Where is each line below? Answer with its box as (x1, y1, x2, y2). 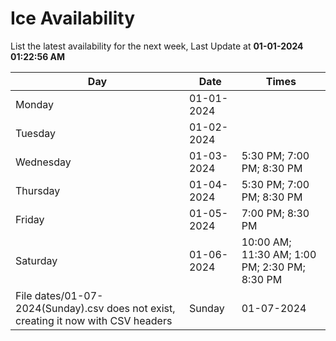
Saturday (15, 253, 58, 267)
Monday (15, 97, 55, 111)
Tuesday (15, 126, 56, 140)
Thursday (15, 183, 61, 197)
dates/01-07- (34, 288, 104, 302)
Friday (15, 212, 45, 226)
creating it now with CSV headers (15, 313, 173, 327)
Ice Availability (10, 7, 135, 30)
